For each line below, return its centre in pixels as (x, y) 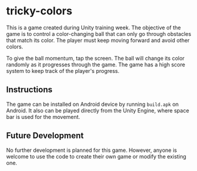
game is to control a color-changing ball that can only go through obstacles (99, 33)
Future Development (45, 136)
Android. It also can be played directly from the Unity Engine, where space (98, 110)
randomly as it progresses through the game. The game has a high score (96, 65)
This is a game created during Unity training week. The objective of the (93, 28)
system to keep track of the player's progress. (63, 71)
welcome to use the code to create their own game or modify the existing (96, 156)
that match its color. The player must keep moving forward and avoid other (98, 40)
